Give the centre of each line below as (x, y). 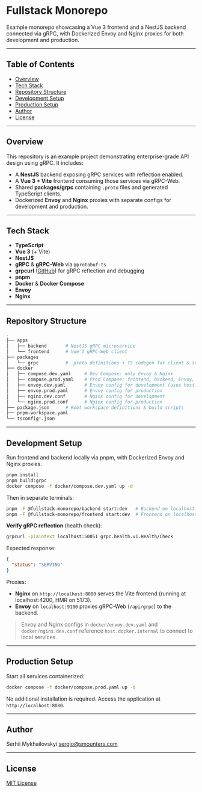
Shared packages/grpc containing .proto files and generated (91, 187)
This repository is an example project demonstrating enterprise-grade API (98, 156)
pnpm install (23, 475)
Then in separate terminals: (40, 497)
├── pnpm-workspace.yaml (37, 413)
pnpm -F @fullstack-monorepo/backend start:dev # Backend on (87, 509)
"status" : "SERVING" (37, 565)
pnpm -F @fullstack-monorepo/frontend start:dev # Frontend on (88, 514)
